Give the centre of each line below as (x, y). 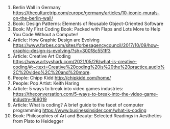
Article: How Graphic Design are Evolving (56, 40)
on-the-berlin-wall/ (33, 18)
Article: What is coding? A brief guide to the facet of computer (78, 105)
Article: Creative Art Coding (42, 56)
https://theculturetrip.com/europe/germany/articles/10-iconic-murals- (86, 13)
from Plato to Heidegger (38, 121)
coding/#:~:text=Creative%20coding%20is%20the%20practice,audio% (89, 67)
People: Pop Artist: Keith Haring (46, 83)
